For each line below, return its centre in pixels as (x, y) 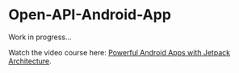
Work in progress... (40, 37)
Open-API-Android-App (90, 15)
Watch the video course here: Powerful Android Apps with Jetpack (119, 52)
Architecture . (30, 61)
